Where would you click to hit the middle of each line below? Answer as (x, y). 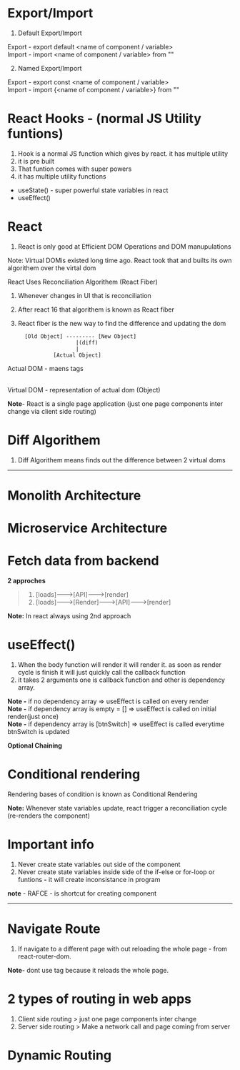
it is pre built (36, 161)
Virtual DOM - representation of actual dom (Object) (84, 390)
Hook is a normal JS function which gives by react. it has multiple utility (123, 153)
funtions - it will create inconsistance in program (89, 879)
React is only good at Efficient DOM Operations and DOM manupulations (124, 246)
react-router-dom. (44, 956)
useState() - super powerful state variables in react (93, 190)
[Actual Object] (77, 355)
